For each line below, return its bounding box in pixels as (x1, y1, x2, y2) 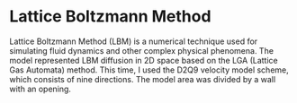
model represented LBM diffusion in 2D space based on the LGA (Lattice (9, 55, 279, 65)
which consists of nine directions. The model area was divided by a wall (9, 73, 276, 84)
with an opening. (9, 83, 72, 94)
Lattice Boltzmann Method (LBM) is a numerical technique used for (9, 36, 258, 47)
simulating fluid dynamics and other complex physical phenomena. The (9, 45, 274, 56)
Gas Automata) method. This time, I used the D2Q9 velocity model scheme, (9, 64, 290, 75)
